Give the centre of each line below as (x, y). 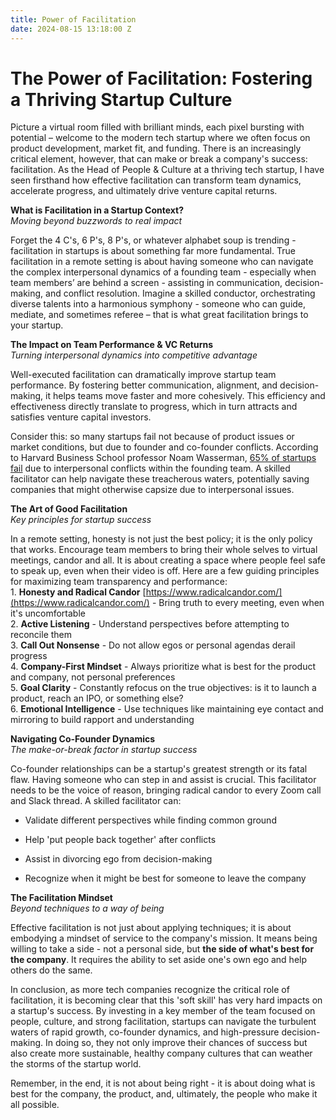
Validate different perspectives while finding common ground (150, 820)
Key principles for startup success (81, 520)
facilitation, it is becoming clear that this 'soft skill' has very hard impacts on (166, 1000)
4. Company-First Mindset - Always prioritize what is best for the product (163, 667)
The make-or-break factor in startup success (104, 750)
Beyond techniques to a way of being (87, 908)
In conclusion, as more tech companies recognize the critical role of (150, 990)
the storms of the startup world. (76, 1064)
